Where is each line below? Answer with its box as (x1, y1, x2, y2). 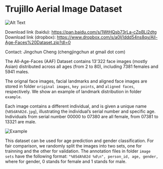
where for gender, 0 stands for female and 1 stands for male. (5, 158, 127, 164)
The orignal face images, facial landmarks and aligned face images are (5, 78, 147, 84)
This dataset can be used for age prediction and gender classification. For (5, 138, 154, 144)
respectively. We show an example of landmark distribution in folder (5, 88, 142, 94)
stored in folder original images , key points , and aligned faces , (5, 83, 135, 89)
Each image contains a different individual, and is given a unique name (5, 103, 147, 109)
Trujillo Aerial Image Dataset (5, 3, 122, 15)
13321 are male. (5, 119, 37, 125)
